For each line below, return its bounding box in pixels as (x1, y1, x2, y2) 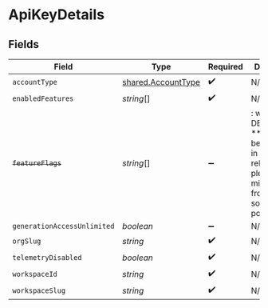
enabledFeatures (12, 94, 74, 103)
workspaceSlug (12, 286, 66, 295)
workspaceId (12, 270, 58, 278)
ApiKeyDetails (8, 6, 105, 24)
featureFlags (12, 158, 62, 167)
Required (207, 62, 243, 72)
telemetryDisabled (12, 253, 82, 262)
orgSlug (12, 236, 41, 246)
